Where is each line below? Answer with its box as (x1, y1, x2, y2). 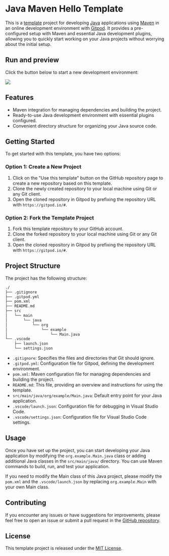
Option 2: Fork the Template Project (5, 214, 94, 221)
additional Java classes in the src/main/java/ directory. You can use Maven (5, 458, 162, 464)
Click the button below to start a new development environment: (5, 69, 139, 75)
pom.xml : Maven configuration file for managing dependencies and (12, 371, 150, 377)
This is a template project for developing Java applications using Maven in (5, 20, 159, 26)
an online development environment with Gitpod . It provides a (5, 25, 134, 31)
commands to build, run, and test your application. (5, 463, 110, 469)
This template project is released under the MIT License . (5, 545, 123, 551)
